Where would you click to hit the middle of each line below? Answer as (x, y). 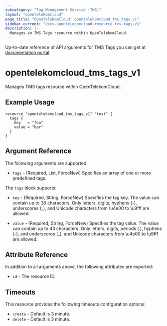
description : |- (22, 28)
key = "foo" (29, 122)
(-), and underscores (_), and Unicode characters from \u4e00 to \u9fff (85, 233)
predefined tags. (29, 178)
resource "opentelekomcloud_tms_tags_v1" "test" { (59, 114)
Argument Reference (38, 151)
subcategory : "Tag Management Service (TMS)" (53, 10)
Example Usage (30, 102)
